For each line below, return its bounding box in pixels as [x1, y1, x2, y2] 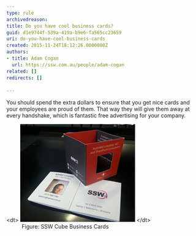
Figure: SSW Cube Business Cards [21, 223, 109, 230]
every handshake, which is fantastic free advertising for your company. [6, 112, 186, 119]
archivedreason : [6, 16, 48, 23]
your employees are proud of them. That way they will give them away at [6, 105, 190, 113]
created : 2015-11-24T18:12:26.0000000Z [6, 42, 108, 49]
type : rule [6, 10, 34, 16]
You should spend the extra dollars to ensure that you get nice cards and [6, 99, 190, 106]
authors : [6, 49, 29, 55]
